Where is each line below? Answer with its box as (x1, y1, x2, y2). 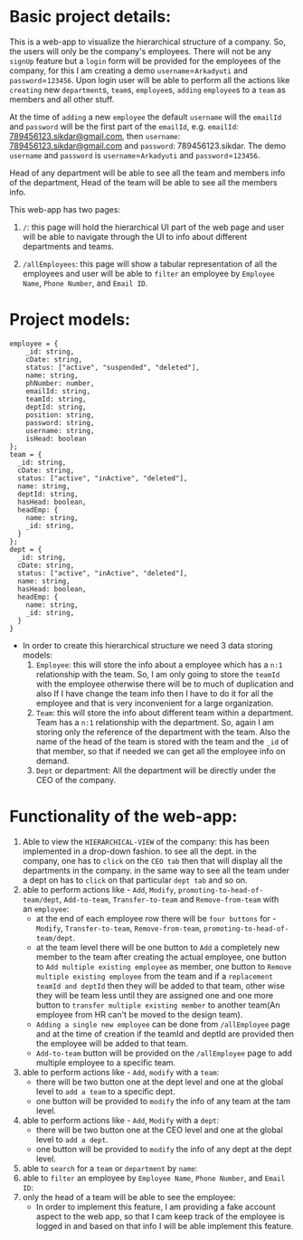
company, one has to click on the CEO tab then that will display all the (22, 855, 283, 866)
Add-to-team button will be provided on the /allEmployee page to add (35, 1047, 292, 1058)
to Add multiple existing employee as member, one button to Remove (35, 961, 292, 971)
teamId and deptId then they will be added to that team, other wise (35, 980, 285, 991)
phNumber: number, (25, 378, 95, 388)
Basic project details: (9, 6, 172, 27)
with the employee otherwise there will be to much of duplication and (35, 678, 294, 689)
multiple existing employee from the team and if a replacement (35, 970, 273, 981)
